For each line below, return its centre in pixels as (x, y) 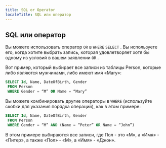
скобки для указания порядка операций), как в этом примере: (73, 106)
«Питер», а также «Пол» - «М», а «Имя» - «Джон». (60, 140)
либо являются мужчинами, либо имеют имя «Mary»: (63, 73)
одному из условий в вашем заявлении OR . (52, 58)
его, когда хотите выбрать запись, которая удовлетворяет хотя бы (77, 52)
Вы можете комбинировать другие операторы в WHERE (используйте (79, 101)
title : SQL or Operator (30, 10)
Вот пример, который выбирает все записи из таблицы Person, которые (83, 67)
